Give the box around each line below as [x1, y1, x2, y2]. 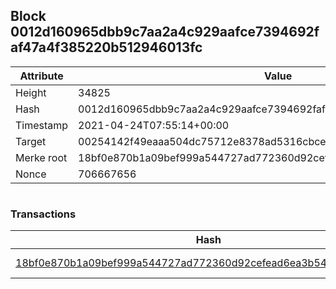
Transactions [10, 207, 77, 221]
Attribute [19, 69, 64, 83]
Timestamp [15, 118, 69, 132]
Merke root [15, 150, 68, 164]
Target [15, 134, 47, 148]
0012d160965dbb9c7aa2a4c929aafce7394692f [10, 24, 320, 41]
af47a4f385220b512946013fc [10, 39, 203, 56]
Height [15, 85, 47, 99]
